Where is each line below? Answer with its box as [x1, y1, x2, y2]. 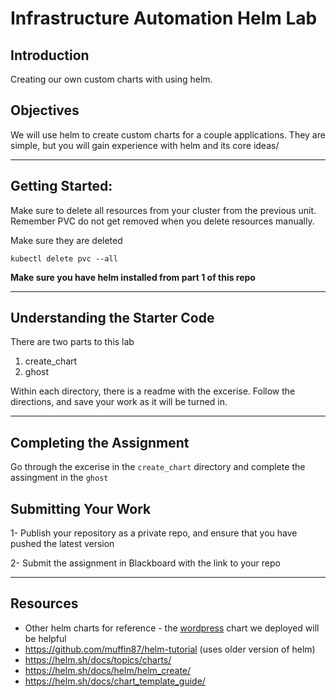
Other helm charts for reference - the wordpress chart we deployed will [24, 622, 320, 634]
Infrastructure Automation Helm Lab [10, 7, 318, 30]
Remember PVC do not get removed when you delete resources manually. [10, 215, 315, 227]
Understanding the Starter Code [10, 310, 215, 327]
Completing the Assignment [10, 434, 190, 451]
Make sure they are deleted [10, 234, 123, 246]
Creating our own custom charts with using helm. [10, 73, 213, 85]
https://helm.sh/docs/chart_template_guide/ [24, 675, 206, 687]
